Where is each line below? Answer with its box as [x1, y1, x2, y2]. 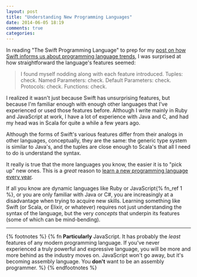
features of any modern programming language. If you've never [6, 239, 160, 246]
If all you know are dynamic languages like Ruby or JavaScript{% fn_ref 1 [6, 185, 183, 192]
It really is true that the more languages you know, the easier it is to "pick [6, 161, 182, 168]
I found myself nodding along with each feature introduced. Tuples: [20, 71, 184, 78]
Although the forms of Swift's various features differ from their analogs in [6, 131, 184, 138]
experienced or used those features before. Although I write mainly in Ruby [6, 107, 188, 114]
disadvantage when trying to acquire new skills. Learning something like [6, 198, 181, 205]
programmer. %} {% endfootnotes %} [6, 264, 97, 271]
